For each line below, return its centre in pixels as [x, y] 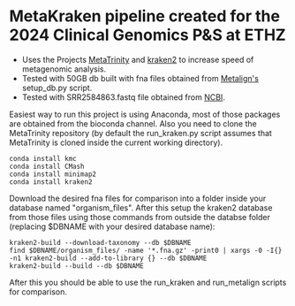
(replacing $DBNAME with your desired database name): [112, 226]
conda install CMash [47, 166]
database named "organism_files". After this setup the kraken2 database [141, 207]
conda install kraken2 [51, 182]
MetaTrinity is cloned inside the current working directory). [116, 142]
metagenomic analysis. [64, 69]
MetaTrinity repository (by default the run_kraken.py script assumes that [140, 133]
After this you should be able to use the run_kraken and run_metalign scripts [148, 282]
